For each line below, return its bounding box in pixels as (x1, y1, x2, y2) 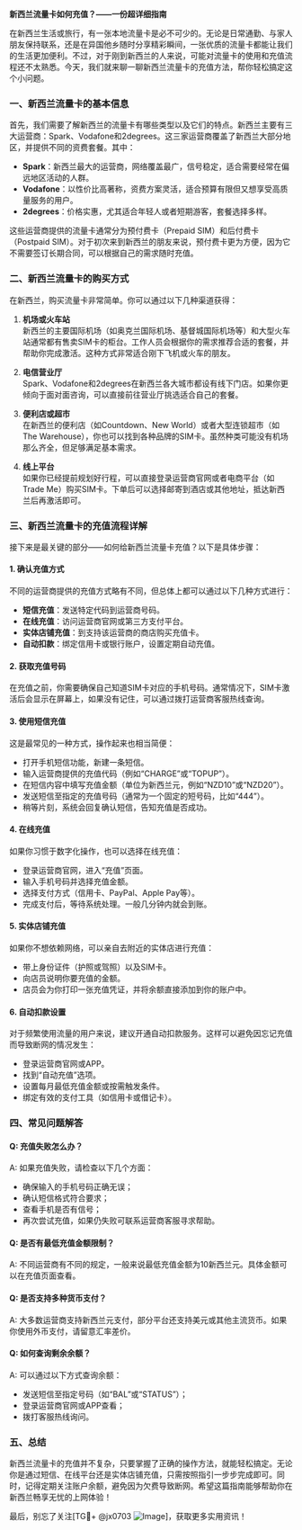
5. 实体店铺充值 (9, 921, 66, 932)
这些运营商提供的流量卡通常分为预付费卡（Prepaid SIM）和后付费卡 (9, 225, 259, 237)
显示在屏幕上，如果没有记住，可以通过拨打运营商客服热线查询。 (32, 693, 270, 704)
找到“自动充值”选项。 (22, 1069, 102, 1080)
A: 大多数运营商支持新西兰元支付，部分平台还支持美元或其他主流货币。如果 (9, 1314, 288, 1325)
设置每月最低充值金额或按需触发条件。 (22, 1081, 164, 1092)
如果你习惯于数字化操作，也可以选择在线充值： (9, 846, 182, 856)
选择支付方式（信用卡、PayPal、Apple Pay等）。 (22, 887, 200, 898)
